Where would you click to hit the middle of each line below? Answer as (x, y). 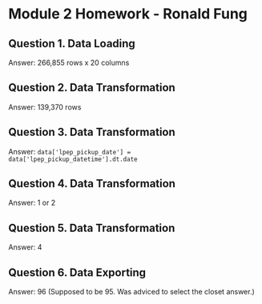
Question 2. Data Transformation (92, 88)
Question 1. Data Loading (72, 44)
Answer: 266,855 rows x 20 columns (69, 62)
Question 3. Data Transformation (92, 132)
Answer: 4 (25, 247)
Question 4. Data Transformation (92, 184)
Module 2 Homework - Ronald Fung (128, 14)
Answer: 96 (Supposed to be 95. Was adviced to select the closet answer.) (131, 292)
